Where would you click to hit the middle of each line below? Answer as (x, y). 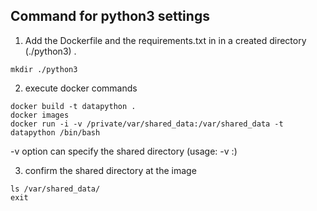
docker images (40, 115)
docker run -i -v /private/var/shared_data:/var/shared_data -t (147, 124)
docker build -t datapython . (73, 106)
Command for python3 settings (110, 16)
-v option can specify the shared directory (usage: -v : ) (124, 151)
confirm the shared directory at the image (110, 170)
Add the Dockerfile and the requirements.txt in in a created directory (165, 40)
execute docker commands (81, 88)
